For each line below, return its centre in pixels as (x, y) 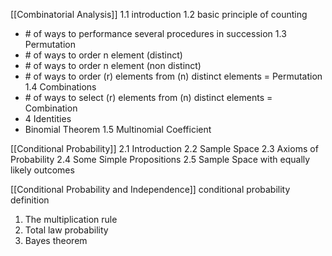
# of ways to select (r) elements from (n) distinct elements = (148, 97)
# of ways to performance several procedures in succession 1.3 (155, 33)
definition (30, 200)
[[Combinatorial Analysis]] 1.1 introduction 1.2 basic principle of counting (159, 14)
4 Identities (48, 118)
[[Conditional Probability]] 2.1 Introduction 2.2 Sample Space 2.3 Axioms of (164, 148)
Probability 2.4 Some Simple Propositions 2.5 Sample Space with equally (160, 159)
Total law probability (66, 230)
